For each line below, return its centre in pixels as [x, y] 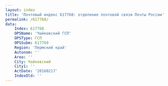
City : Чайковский [33, 62]
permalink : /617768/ [27, 19]
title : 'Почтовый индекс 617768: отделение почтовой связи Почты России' [85, 15]
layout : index [20, 10]
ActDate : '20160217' [36, 71]
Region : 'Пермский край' [41, 48]
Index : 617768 [29, 29]
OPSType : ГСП [28, 38]
